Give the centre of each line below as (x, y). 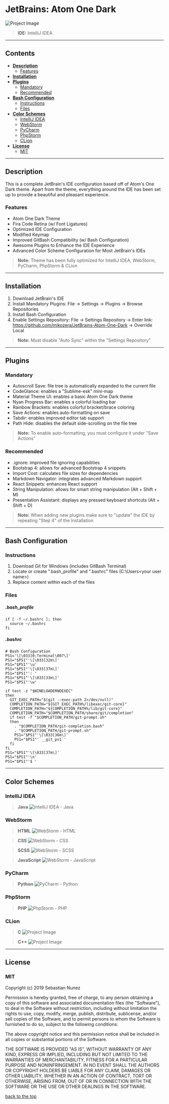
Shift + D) (22, 505)
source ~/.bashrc (28, 624)
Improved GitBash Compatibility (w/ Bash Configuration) (71, 240)
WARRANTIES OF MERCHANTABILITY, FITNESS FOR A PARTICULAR (76, 1060)
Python (25, 884)
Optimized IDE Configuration (42, 229)
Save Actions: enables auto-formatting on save (61, 413)
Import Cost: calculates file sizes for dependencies (65, 473)
